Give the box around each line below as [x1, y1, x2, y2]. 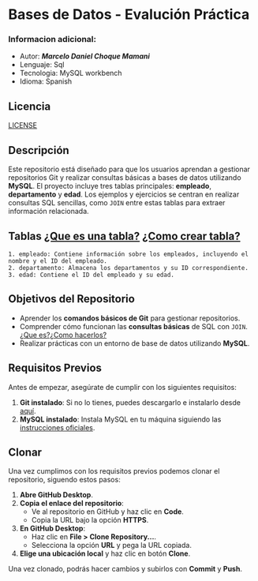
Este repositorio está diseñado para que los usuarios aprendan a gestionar [8, 164, 251, 174]
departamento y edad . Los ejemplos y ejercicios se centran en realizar [8, 189, 240, 199]
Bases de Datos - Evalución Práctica [8, 6, 250, 24]
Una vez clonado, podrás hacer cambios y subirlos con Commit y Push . [8, 564, 243, 574]
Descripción [8, 144, 69, 157]
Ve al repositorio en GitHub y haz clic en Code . [31, 507, 184, 516]
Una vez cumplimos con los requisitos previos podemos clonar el [8, 467, 220, 476]
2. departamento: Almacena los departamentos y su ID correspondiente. [8, 264, 249, 272]
